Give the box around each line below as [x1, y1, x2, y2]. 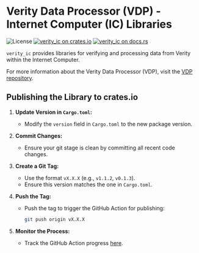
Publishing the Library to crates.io [6, 92, 139, 102]
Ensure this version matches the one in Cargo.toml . [24, 181, 153, 188]
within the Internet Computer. [6, 56, 81, 63]
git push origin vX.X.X [24, 216, 85, 222]
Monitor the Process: [15, 227, 70, 235]
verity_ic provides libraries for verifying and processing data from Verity [6, 49, 191, 56]
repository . [6, 74, 34, 81]
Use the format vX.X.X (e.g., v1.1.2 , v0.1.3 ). [24, 174, 136, 181]
